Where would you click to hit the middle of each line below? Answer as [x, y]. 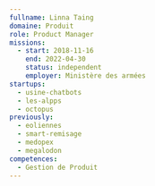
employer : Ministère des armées [86, 76]
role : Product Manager [52, 34]
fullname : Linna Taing [52, 17]
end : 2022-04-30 [56, 59]
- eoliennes [40, 126]
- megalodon [40, 150]
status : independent [64, 68]
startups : [28, 84]
